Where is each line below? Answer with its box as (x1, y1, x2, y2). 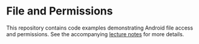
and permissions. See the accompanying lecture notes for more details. (6, 30, 184, 37)
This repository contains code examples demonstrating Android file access (6, 24, 194, 31)
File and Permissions (6, 4, 113, 18)
